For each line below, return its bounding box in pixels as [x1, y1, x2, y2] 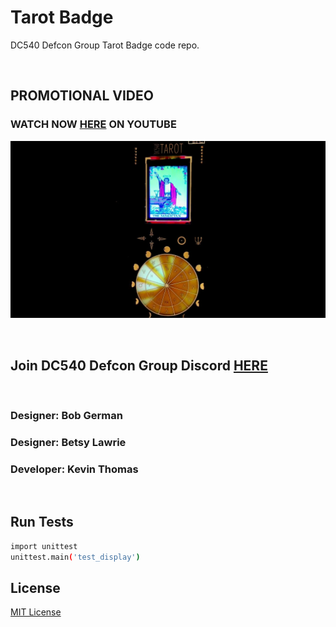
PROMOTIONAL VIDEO [10, 87, 154, 105]
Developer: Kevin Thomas [10, 462, 139, 476]
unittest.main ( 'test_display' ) [10, 552, 141, 562]
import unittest [10, 541, 78, 551]
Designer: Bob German [10, 408, 123, 422]
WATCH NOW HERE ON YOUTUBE [10, 117, 177, 131]
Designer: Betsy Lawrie [10, 435, 127, 449]
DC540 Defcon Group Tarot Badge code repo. [10, 39, 200, 51]
